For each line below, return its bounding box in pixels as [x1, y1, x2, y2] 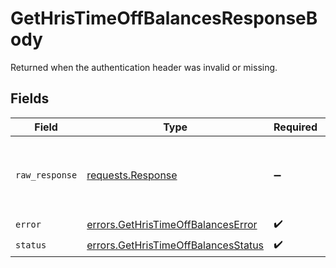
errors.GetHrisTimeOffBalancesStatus [86, 238, 265, 252]
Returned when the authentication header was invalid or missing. [10, 61, 278, 73]
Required [273, 120, 318, 134]
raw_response [15, 169, 78, 181]
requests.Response [86, 168, 178, 182]
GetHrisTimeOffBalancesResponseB [10, 7, 318, 30]
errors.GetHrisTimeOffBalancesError [86, 218, 258, 232]
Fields [10, 90, 50, 107]
